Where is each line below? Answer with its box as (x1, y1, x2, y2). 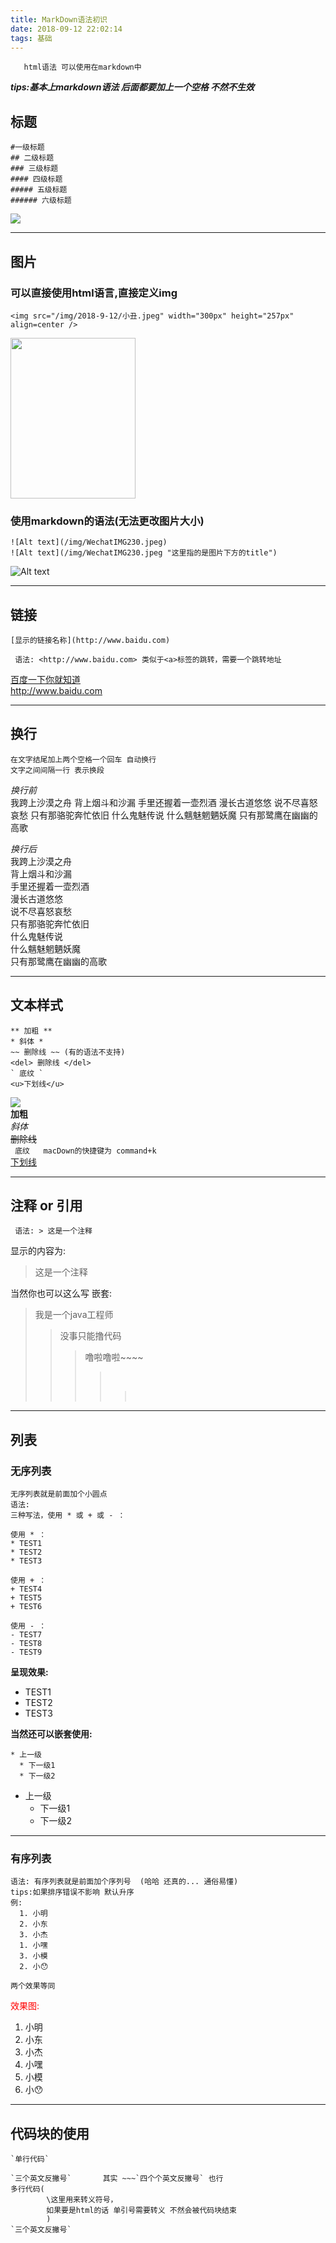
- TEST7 (10, 1630, 43, 1640)
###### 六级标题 (10, 196, 72, 206)
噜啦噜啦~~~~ (84, 1351, 144, 1363)
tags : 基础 (10, 33, 53, 43)
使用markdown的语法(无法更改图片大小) (10, 514, 205, 528)
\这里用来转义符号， (46, 2195, 118, 2205)
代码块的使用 (10, 2125, 90, 2142)
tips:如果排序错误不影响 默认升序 (10, 1887, 135, 1898)
